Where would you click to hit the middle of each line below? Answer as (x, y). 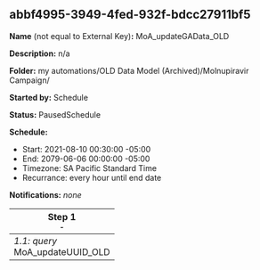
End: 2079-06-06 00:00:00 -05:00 (86, 159)
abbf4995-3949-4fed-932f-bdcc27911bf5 (130, 15)
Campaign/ (30, 80)
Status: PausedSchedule (55, 114)
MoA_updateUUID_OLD (62, 251)
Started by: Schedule (49, 97)
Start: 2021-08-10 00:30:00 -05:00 (86, 149)
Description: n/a (40, 53)
